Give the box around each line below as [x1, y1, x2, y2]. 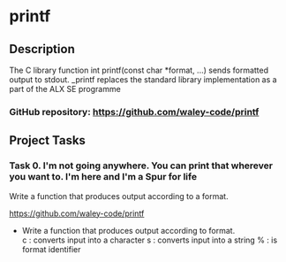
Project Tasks [9, 133, 87, 148]
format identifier [21, 243, 81, 254]
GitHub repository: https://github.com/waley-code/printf [9, 105, 260, 118]
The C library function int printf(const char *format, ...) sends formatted [9, 65, 269, 75]
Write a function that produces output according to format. [21, 225, 236, 235]
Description [9, 42, 75, 57]
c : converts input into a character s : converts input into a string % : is [21, 235, 278, 245]
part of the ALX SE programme [9, 84, 121, 94]
